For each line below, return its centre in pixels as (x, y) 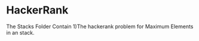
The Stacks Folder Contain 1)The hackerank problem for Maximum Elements (100, 26)
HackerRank (37, 10)
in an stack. (20, 32)
